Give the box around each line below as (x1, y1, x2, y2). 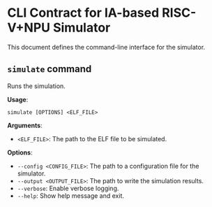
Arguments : (7, 121, 43, 129)
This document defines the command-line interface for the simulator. (7, 43, 206, 51)
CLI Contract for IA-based (7, 5, 160, 21)
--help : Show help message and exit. (17, 191, 124, 200)
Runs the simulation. (7, 82, 66, 90)
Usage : (7, 95, 29, 103)
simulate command (7, 63, 92, 75)
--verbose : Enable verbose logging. (17, 184, 119, 192)
